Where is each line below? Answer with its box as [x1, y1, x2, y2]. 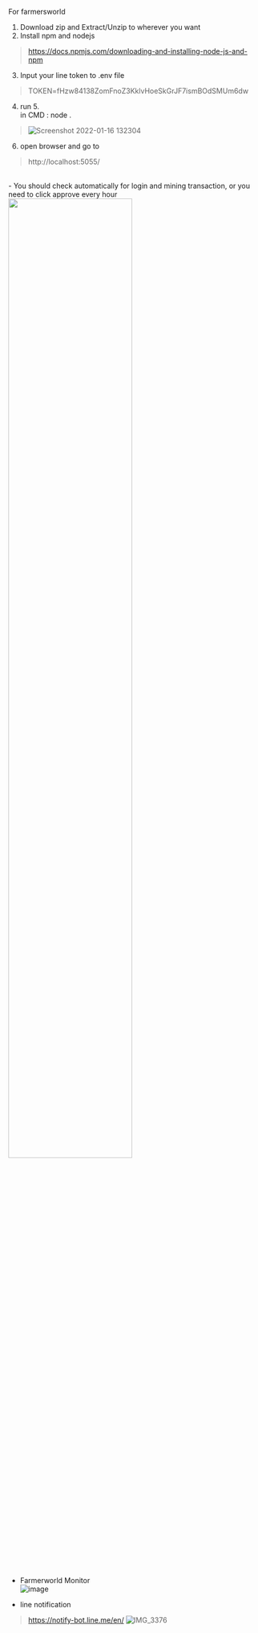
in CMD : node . [19, 110, 72, 120]
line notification [19, 1600, 71, 1609]
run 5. [19, 102, 40, 111]
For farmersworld [8, 7, 66, 16]
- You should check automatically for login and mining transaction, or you [8, 181, 251, 190]
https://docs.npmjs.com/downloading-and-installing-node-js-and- [27, 47, 248, 55]
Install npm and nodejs [19, 31, 95, 40]
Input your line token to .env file [19, 71, 125, 80]
